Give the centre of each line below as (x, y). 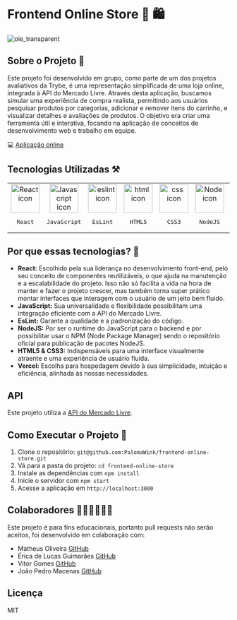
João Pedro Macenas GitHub (60, 571)
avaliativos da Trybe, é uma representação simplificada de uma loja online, (116, 85)
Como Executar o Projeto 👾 (67, 435)
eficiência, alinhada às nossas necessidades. (83, 374)
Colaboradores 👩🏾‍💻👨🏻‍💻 (60, 510)
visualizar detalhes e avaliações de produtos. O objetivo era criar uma (109, 115)
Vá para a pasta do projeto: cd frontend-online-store (96, 465)
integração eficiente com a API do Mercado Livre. (90, 314)
